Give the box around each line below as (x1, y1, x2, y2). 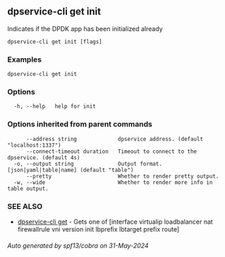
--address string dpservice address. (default (25, 135, 203, 142)
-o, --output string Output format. (13, 160, 162, 167)
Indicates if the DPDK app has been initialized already (7, 24, 164, 33)
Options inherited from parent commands (7, 120, 153, 130)
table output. (7, 185, 49, 192)
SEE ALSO (7, 201, 43, 211)
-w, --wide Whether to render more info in (13, 178, 213, 186)
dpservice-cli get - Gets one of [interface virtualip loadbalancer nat (17, 217, 213, 226)
